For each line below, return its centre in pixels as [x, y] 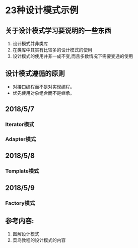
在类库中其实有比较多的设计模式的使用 [52, 50]
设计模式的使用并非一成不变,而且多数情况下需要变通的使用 [73, 56]
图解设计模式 [26, 234]
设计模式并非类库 [30, 44]
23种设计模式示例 [42, 10]
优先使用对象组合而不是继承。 [43, 93]
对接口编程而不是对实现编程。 [43, 87]
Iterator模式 [20, 125]
